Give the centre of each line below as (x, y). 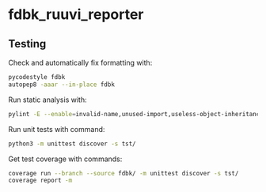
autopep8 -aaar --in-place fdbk (61, 85)
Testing (27, 44)
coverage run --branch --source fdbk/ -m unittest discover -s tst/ (123, 173)
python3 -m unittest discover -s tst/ (72, 144)
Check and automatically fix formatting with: (80, 62)
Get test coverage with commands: (65, 159)
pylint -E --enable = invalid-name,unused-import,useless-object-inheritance (136, 114)
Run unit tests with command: (57, 129)
